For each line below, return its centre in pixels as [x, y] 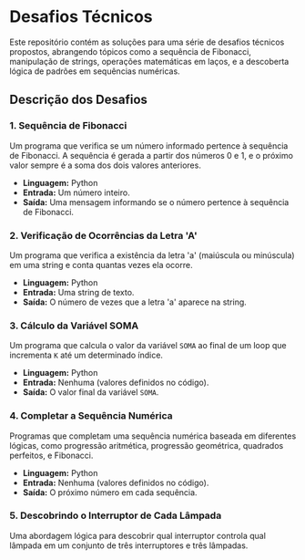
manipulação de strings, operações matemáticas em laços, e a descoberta [149, 61]
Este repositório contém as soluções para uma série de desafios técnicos [147, 42]
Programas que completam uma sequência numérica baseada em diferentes [153, 436]
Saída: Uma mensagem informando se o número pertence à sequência [156, 202]
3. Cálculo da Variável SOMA [74, 326]
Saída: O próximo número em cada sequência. [110, 492]
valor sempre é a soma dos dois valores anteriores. [106, 165]
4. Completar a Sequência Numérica [91, 416]
